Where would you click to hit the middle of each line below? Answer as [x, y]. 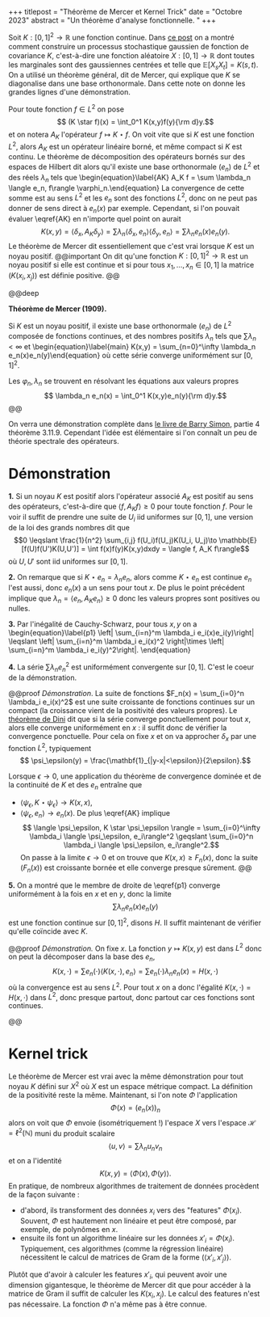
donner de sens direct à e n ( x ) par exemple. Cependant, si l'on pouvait [124, 209]
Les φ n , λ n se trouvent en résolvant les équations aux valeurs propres [124, 382]
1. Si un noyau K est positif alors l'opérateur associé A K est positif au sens [131, 497]
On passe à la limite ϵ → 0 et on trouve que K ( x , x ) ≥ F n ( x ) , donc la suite [139, 858]
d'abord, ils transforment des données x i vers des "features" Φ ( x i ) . [131, 1211]
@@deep [24, 293]
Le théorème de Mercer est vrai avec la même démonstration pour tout [126, 1076]
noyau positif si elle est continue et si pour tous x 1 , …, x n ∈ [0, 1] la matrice [131, 266]
